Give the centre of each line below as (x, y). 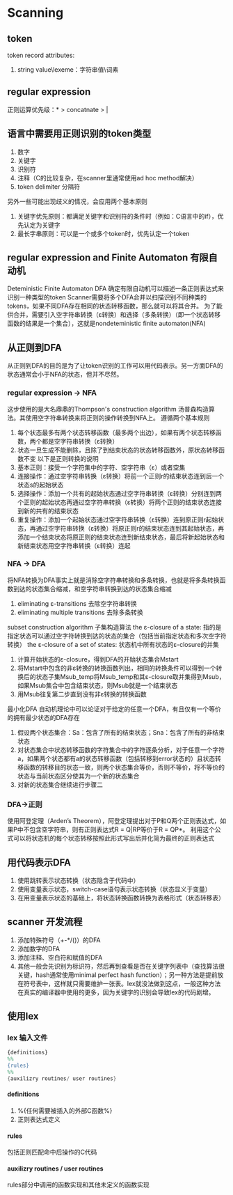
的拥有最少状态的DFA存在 (43, 717)
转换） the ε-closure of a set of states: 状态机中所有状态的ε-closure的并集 (113, 644)
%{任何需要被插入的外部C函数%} (65, 1111)
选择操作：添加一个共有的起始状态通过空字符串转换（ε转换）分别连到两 (120, 493)
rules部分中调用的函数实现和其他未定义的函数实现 (78, 1185)
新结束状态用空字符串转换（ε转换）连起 (74, 545)
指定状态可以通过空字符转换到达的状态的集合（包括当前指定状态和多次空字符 (117, 636)
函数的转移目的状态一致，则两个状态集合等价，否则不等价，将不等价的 (124, 767)
